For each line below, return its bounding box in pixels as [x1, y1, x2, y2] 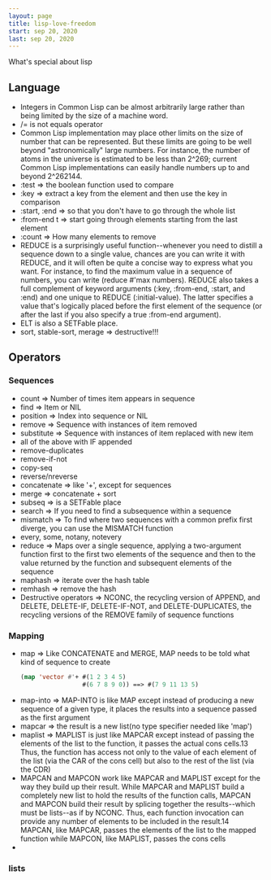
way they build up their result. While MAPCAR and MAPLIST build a [19, 781, 245, 791]
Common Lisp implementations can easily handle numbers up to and [19, 163, 250, 173]
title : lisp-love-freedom [8, 20, 96, 28]
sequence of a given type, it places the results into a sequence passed [19, 703, 257, 713]
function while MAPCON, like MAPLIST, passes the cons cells [19, 834, 226, 843]
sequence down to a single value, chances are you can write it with [19, 249, 245, 259]
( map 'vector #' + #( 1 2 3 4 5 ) [19, 673, 127, 681]
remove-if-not [19, 453, 67, 464]
